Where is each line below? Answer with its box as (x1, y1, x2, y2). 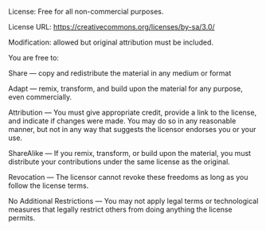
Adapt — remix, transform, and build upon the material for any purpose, (8, 84, 243, 93)
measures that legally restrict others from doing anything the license (8, 205, 233, 214)
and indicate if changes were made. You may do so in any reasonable (8, 116, 237, 126)
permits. (8, 213, 36, 222)
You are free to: (8, 53, 60, 62)
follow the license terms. (8, 181, 89, 190)
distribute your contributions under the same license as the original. (8, 157, 231, 166)
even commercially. (8, 92, 72, 102)
